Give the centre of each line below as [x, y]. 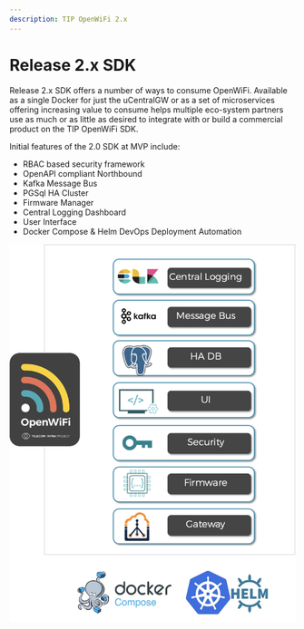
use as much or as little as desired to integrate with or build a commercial [146, 119]
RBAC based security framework [83, 164]
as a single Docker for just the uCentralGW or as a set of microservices [142, 100]
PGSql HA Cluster [55, 193]
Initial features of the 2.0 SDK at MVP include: [95, 146]
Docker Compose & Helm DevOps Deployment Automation [132, 231]
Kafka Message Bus [60, 183]
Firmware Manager [58, 202]
